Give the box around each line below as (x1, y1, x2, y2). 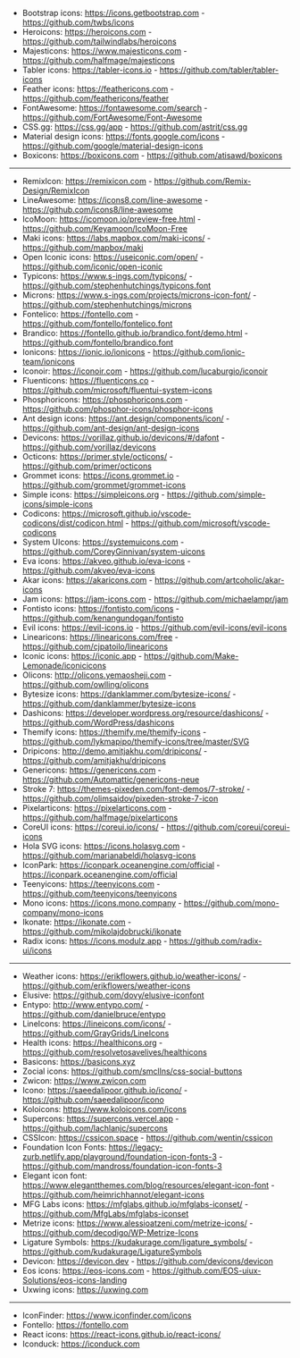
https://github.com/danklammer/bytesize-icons (21, 698, 196, 709)
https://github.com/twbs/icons (21, 17, 135, 28)
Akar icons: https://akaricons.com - (21, 575, 154, 585)
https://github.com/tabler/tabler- (159, 64, 279, 75)
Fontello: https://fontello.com (21, 1320, 129, 1330)
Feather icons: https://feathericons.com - (21, 84, 174, 94)
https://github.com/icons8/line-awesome (21, 205, 173, 215)
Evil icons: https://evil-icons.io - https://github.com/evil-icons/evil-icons (21, 622, 287, 633)
